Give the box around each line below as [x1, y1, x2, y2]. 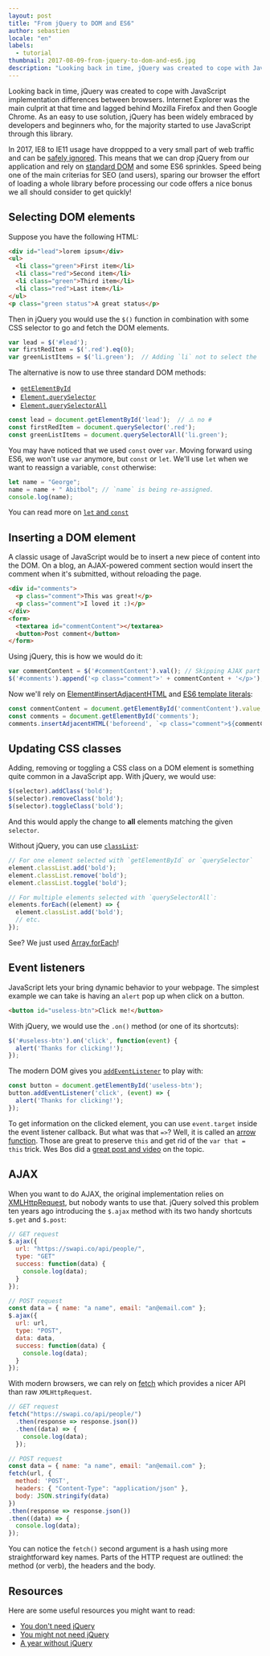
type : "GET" [15, 1252, 56, 1260]
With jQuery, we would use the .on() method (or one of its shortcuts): [8, 1021, 239, 1031]
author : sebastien [8, 27, 70, 35]
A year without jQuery [19, 1638, 93, 1648]
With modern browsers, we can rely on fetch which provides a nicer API [8, 1379, 247, 1388]
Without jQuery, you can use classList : [8, 841, 139, 851]
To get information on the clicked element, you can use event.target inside [8, 1118, 258, 1128]
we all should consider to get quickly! [8, 187, 132, 197]
